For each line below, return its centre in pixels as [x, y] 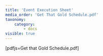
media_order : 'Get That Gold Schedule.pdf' [52, 15]
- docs [30, 29]
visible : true [20, 34]
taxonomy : [16, 19]
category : [25, 24]
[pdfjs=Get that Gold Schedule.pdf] [42, 48]
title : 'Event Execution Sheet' [39, 10]
